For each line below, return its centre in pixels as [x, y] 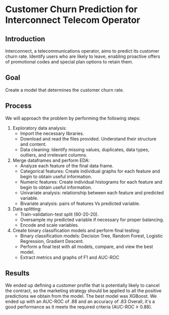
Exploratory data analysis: [39, 128]
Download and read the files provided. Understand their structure [88, 138]
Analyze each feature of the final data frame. [67, 165]
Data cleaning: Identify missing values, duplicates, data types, [85, 149]
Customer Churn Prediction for [71, 9]
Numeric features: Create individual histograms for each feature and [91, 182]
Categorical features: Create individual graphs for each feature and [90, 171]
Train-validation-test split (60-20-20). [59, 214]
